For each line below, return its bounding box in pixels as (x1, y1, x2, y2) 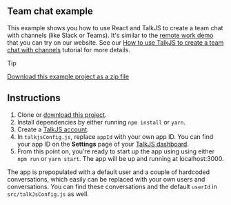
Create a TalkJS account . (17, 125, 89, 133)
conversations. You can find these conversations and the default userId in (7, 182, 217, 191)
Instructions (7, 92, 61, 104)
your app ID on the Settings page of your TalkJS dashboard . (17, 140, 190, 148)
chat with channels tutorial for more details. (7, 45, 131, 54)
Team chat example (7, 6, 93, 17)
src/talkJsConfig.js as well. (7, 189, 90, 198)
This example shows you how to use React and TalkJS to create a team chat (7, 23, 223, 32)
